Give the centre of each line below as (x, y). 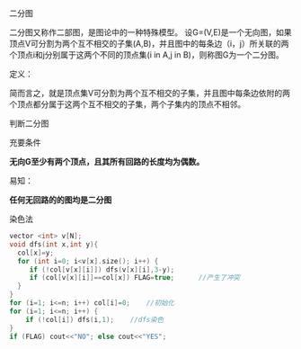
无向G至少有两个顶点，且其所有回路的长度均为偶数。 (107, 161)
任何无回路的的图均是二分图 (61, 200)
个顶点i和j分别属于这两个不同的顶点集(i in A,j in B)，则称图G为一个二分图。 (147, 55)
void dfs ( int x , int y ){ (54, 244)
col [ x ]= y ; (35, 253)
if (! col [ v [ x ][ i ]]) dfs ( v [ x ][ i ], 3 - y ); (102, 269)
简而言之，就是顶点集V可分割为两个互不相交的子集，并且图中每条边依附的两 (150, 93)
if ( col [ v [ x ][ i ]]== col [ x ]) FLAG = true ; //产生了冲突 (135, 278)
